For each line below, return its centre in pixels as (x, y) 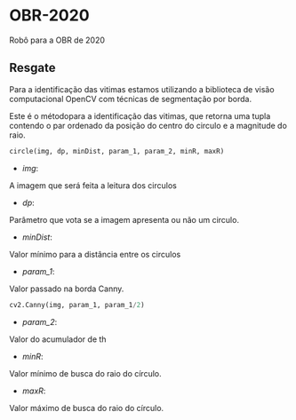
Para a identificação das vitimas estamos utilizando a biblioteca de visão (142, 89)
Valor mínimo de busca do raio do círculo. (85, 373)
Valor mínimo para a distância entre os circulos (95, 254)
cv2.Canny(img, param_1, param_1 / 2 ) (77, 305)
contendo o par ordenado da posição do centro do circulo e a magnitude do (148, 125)
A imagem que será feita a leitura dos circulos (93, 185)
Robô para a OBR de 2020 (57, 40)
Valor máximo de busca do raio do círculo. (87, 408)
